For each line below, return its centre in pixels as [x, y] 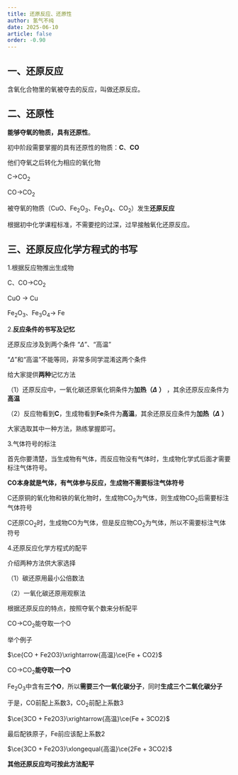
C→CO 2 [19, 177]
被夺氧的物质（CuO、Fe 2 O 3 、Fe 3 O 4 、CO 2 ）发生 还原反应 [91, 209]
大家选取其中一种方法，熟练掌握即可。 [63, 428]
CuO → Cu [23, 298]
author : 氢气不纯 [31, 21]
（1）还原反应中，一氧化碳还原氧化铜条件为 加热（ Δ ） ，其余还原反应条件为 [118, 389]
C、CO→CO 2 [27, 283]
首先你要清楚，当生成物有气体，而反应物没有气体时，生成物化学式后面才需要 [119, 458]
